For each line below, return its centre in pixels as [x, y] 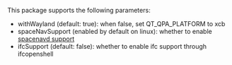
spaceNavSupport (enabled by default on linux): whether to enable [115, 31]
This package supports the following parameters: [79, 10]
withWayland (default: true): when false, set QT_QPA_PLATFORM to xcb [121, 24]
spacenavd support [46, 39]
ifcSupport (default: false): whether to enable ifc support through [112, 46]
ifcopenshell [35, 54]
